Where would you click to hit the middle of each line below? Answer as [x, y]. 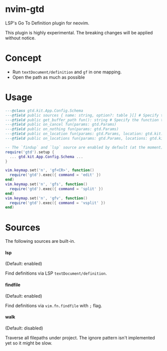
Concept [23, 58]
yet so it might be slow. [29, 343]
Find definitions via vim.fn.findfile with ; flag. [54, 306]
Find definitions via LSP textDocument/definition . [56, 273]
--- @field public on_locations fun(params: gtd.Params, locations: [77, 139]
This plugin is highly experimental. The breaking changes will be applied [79, 32]
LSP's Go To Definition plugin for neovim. [47, 23]
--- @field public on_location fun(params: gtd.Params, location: [74, 134]
